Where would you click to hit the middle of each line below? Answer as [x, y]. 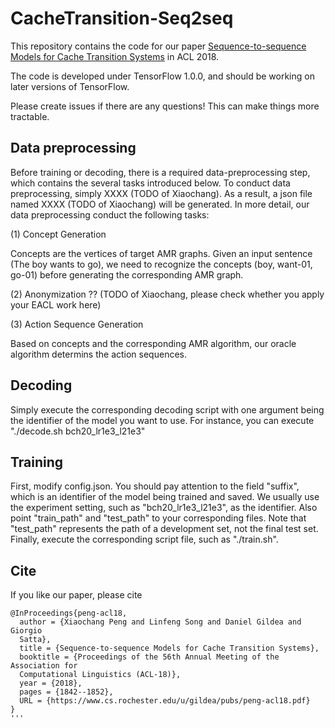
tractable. [30, 116]
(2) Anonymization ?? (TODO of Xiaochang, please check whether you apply [167, 294]
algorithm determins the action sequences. [98, 354]
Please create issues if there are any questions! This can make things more [165, 106]
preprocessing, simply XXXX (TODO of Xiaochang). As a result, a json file [161, 193]
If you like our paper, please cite [76, 595]
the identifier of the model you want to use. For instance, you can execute [162, 420]
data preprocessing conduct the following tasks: [110, 214]
